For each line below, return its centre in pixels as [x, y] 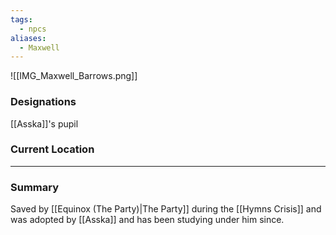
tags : [21, 19]
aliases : [28, 38]
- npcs [33, 29]
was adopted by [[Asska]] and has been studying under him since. [147, 220]
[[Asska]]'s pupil [44, 123]
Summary [35, 187]
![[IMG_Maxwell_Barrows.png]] [74, 76]
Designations [43, 102]
